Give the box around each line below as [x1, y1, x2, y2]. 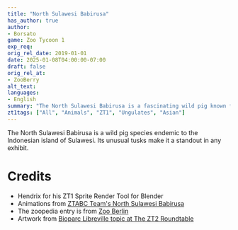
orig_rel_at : [7, 69, 46, 76]
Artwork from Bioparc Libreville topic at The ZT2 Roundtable [17, 214, 194, 223]
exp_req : [7, 43, 33, 50]
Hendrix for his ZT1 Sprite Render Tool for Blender [17, 192, 164, 200]
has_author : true [7, 17, 59, 24]
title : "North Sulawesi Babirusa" [7, 10, 110, 18]
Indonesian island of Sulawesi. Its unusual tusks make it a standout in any [7, 136, 222, 144]
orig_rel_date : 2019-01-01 [7, 50, 87, 57]
